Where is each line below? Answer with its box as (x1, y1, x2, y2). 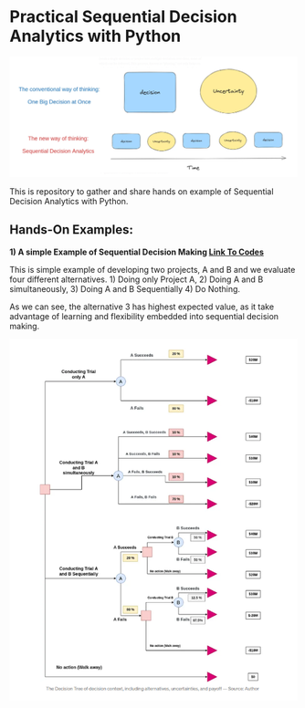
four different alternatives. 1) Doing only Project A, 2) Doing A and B (9, 274, 264, 285)
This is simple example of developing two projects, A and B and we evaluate (9, 264, 296, 275)
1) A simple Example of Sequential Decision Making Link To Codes (9, 246, 265, 257)
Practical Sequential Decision (9, 6, 237, 27)
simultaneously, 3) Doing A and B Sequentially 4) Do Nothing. (9, 283, 240, 294)
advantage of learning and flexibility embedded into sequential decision (9, 310, 279, 321)
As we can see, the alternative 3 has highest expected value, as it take (9, 301, 275, 312)
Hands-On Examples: (9, 222, 134, 238)
